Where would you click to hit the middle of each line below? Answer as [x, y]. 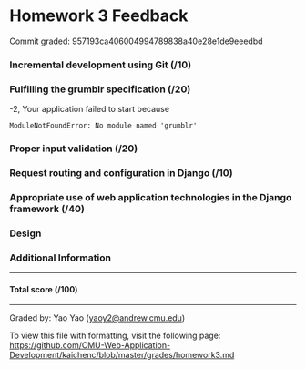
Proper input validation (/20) [74, 149]
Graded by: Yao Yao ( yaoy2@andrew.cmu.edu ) [97, 318]
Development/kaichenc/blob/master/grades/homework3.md [122, 355]
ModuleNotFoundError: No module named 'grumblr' [103, 126]
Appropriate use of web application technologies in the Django [151, 197]
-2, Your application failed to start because [90, 109]
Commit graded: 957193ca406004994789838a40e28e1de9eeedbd [136, 41]
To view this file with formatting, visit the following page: [115, 336]
